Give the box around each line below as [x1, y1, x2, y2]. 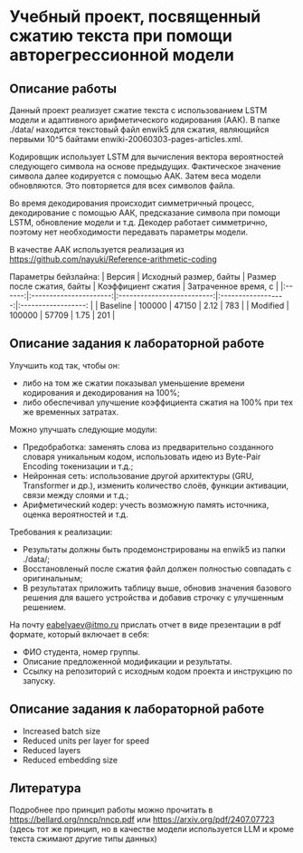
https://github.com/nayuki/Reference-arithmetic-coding [9, 254, 217, 264]
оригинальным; [22, 572, 83, 583]
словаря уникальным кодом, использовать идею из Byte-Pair [22, 451, 261, 462]
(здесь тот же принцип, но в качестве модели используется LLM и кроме [9, 824, 294, 835]
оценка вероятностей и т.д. [22, 509, 128, 520]
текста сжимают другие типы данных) [9, 833, 158, 844]
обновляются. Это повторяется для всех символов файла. [9, 180, 235, 191]
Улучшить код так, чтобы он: [9, 359, 120, 370]
